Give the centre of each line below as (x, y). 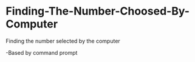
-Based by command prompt (42, 52)
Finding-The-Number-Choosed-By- (97, 11)
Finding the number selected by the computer (63, 41)
